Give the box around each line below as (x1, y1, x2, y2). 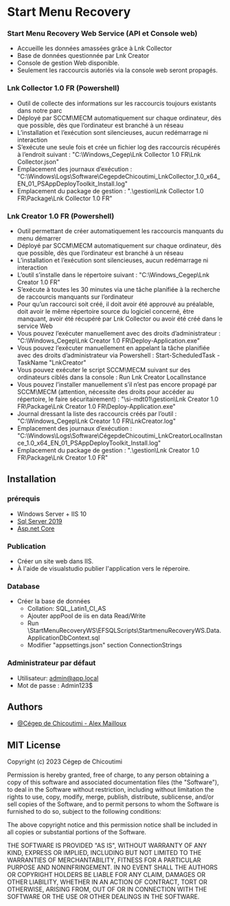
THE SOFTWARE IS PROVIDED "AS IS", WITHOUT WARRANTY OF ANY (7, 841, 207, 850)
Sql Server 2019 (16, 517, 63, 525)
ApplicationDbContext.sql (27, 634, 100, 642)
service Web (16, 322, 54, 330)
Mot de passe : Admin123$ (16, 681, 93, 689)
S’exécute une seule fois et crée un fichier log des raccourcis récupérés (16, 142, 221, 151)
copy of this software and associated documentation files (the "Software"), (7, 778, 220, 786)
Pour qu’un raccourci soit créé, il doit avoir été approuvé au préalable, (16, 300, 215, 308)
